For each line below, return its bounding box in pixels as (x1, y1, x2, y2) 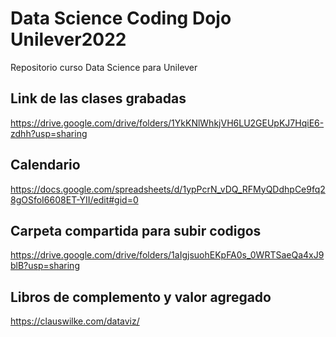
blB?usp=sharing (10, 260, 80, 272)
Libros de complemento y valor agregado (10, 288, 272, 306)
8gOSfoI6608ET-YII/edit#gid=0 (10, 193, 139, 206)
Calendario (10, 157, 81, 174)
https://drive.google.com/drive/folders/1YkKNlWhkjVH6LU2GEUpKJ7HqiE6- (10, 117, 325, 129)
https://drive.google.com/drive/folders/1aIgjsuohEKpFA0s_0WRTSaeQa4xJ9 (10, 249, 325, 261)
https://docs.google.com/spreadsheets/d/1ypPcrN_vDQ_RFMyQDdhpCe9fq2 (10, 183, 326, 195)
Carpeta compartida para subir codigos (10, 222, 262, 239)
